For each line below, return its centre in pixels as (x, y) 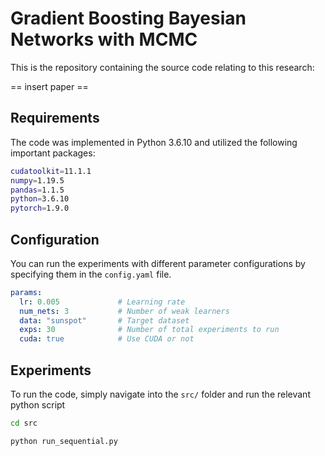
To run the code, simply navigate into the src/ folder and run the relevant (160, 394)
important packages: (53, 153)
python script (38, 405)
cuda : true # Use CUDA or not (107, 339)
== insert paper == (49, 86)
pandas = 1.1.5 (37, 190)
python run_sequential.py (64, 441)
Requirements (55, 118)
